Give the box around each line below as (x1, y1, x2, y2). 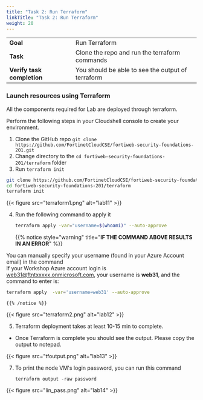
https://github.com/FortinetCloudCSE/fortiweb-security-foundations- (14, 142, 195, 148)
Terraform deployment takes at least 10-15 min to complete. (14, 322, 164, 330)
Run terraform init (14, 165, 65, 173)
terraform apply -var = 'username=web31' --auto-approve (6, 289, 150, 296)
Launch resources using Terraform (6, 92, 111, 100)
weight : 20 (6, 20, 34, 26)
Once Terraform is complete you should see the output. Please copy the (14, 335, 195, 342)
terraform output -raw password (14, 376, 97, 382)
